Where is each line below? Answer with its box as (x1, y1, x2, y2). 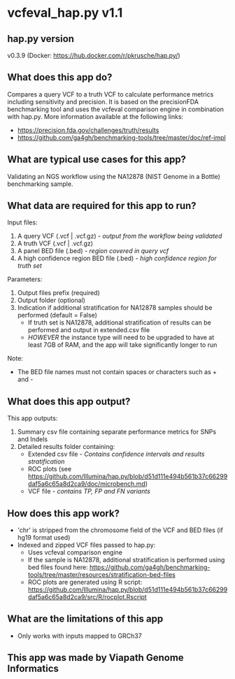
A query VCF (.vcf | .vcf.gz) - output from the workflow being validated (17, 232, 222, 241)
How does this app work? (7, 507, 120, 519)
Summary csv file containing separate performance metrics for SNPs (17, 428, 217, 436)
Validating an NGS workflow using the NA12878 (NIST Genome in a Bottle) (7, 172, 220, 180)
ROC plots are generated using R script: (27, 578, 143, 587)
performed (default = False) (17, 311, 98, 320)
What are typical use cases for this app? (7, 154, 187, 166)
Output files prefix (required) (17, 289, 100, 297)
